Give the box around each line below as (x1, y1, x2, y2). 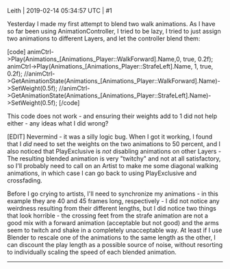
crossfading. (7, 176, 42, 185)
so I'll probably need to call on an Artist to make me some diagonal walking (7, 162, 218, 169)
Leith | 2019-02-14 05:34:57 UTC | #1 (7, 7, 112, 14)
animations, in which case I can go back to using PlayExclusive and (7, 169, 197, 177)
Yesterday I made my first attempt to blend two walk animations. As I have (7, 20, 216, 27)
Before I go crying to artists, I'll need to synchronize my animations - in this (7, 189, 219, 198)
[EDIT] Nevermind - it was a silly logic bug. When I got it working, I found (7, 132, 213, 141)
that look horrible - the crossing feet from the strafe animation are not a (7, 211, 209, 220)
